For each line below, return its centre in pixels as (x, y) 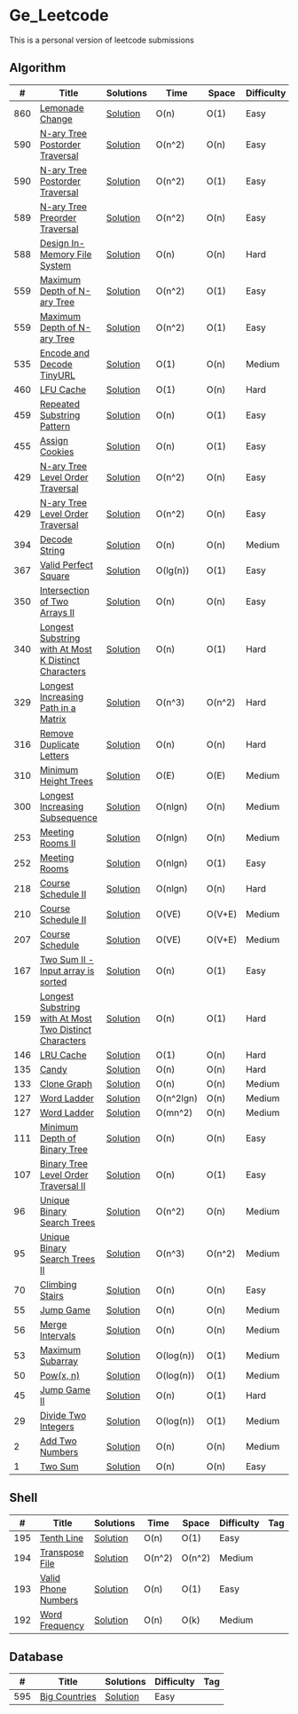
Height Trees (67, 781)
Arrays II (57, 612)
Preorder (58, 217)
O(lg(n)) (173, 570)
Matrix (53, 719)
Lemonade (62, 107)
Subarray (59, 1361)
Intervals (58, 1335)
